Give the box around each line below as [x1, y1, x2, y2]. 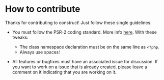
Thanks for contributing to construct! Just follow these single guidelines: [5, 20, 152, 26]
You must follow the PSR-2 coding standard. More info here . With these [12, 29, 157, 35]
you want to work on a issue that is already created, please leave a [12, 64, 147, 70]
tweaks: [12, 34, 28, 40]
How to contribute [5, 3, 81, 15]
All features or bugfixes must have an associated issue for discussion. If [12, 58, 158, 64]
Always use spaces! [19, 49, 60, 55]
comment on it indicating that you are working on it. [12, 69, 117, 75]
